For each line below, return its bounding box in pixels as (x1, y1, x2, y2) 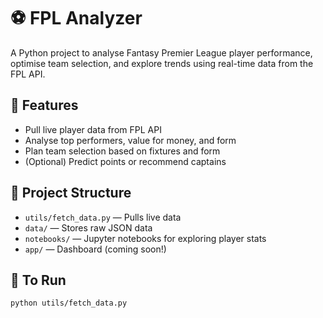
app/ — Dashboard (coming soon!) (24, 243, 167, 255)
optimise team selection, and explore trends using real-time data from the (10, 57, 314, 69)
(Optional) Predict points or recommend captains (24, 155, 227, 167)
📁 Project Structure (10, 185, 132, 202)
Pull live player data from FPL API (24, 123, 162, 135)
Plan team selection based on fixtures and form (24, 145, 221, 157)
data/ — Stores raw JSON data (24, 221, 153, 234)
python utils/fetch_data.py (10, 298, 128, 309)
